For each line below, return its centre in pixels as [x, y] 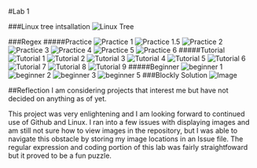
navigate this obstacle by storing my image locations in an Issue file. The [126, 139]
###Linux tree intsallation [49, 26]
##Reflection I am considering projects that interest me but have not [119, 90]
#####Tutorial [202, 50]
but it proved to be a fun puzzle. [60, 155]
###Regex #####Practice [50, 42]
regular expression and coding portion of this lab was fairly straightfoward [128, 147]
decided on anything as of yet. [58, 99]
